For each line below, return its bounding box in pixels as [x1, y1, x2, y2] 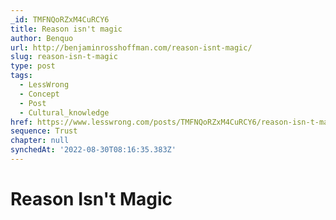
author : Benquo [10, 33, 74, 43]
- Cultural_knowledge [19, 107, 110, 118]
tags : [10, 71, 33, 81]
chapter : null [10, 136, 70, 146]
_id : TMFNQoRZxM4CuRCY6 [10, 14, 110, 25]
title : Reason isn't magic [10, 24, 123, 34]
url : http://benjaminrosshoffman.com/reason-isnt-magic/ [10, 42, 253, 53]
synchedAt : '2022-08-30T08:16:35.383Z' [10, 145, 177, 155]
